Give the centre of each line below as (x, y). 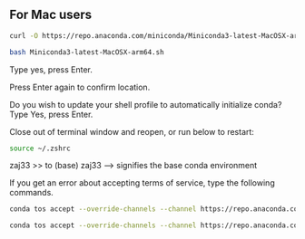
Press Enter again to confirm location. (80, 87)
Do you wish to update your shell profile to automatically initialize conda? (146, 104)
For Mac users (51, 15)
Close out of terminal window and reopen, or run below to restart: (132, 131)
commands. (32, 193)
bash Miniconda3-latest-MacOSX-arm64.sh (87, 52)
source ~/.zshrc (40, 148)
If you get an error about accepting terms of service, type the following (142, 183)
